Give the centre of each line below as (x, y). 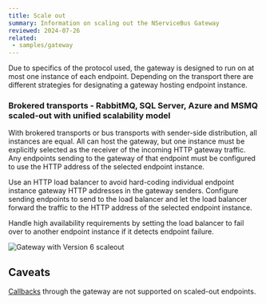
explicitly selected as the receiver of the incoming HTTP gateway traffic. (127, 150)
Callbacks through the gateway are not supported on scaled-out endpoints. (132, 291)
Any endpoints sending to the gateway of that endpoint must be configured (132, 158)
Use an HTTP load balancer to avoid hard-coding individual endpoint (121, 182)
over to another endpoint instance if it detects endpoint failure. (111, 231)
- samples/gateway (42, 45)
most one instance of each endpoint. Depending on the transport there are (131, 77)
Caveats (29, 272)
